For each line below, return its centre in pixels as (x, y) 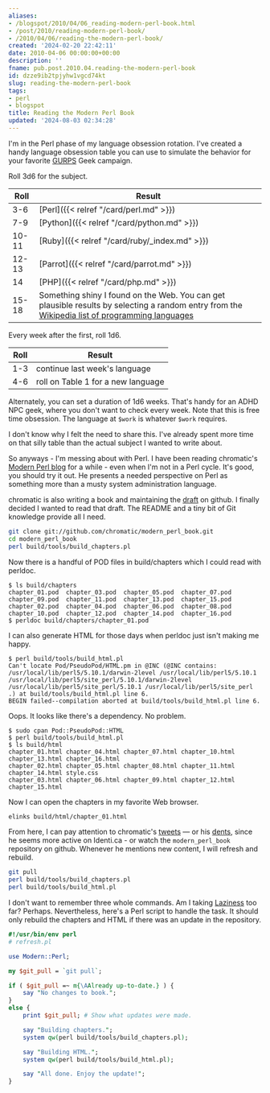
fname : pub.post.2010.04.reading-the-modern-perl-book (102, 68)
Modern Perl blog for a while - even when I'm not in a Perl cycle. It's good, (131, 467)
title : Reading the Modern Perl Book (72, 113)
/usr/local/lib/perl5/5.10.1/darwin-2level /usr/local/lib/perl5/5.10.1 (133, 673)
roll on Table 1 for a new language (100, 382)
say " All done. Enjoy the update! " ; (84, 1074)
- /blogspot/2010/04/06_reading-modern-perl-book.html (102, 23)
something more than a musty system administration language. (112, 484)
